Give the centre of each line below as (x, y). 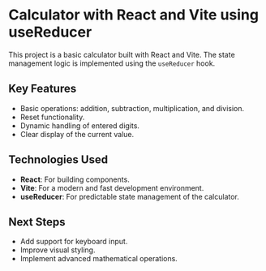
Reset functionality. (52, 117)
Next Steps (37, 222)
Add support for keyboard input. (74, 242)
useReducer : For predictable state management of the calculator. (129, 196)
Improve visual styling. (58, 250)
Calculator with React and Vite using (134, 15)
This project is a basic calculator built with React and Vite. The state (122, 54)
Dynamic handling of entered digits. (80, 125)
